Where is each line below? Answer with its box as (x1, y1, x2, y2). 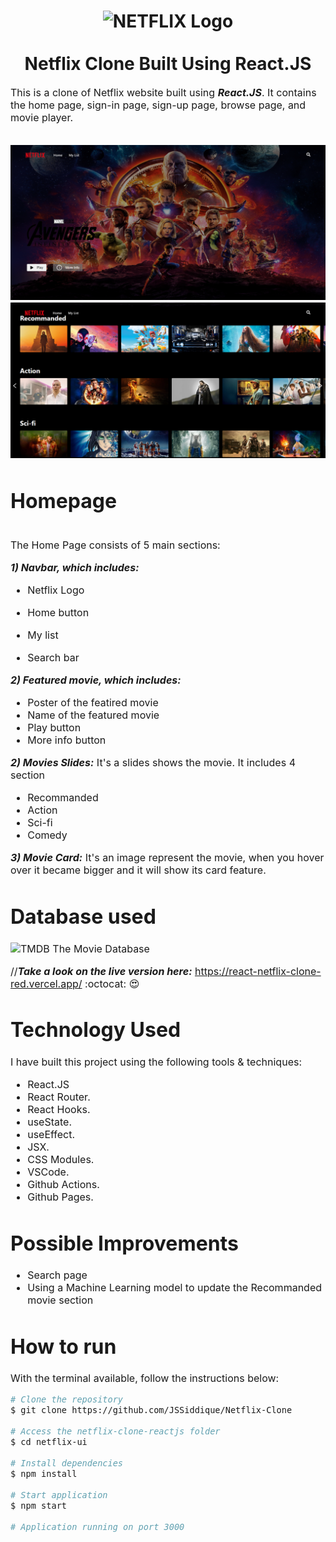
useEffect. (27, 1127, 76, 1141)
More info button (27, 733, 107, 747)
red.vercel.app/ (10, 976, 83, 990)
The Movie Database (52, 941, 150, 955)
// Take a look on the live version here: (10, 964, 193, 978)
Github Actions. (27, 1177, 100, 1191)
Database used (10, 904, 157, 930)
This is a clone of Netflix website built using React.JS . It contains (10, 85, 317, 99)
